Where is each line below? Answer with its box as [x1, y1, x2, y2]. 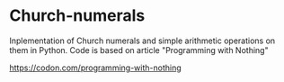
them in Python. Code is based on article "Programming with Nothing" [9, 44, 269, 55]
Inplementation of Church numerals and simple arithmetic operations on [9, 35, 276, 46]
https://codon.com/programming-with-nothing [9, 62, 182, 73]
